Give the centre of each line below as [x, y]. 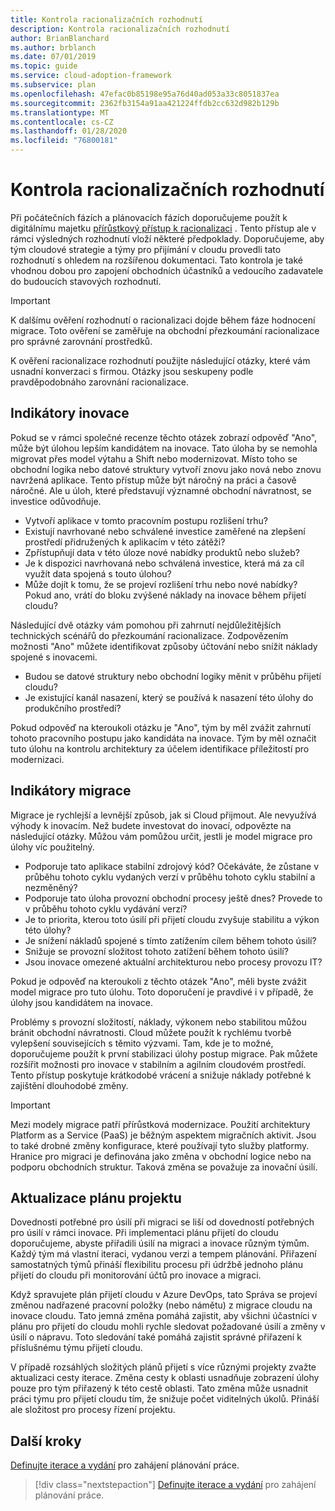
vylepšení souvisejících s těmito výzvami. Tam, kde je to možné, [142, 1043]
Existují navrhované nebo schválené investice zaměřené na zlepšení [165, 531]
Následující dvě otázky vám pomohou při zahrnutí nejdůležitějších [146, 625]
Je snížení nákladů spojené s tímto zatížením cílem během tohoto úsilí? [170, 940]
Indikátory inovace [70, 413]
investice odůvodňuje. [56, 501]
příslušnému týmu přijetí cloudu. [76, 1348]
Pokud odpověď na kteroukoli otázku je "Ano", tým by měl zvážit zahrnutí [161, 727]
